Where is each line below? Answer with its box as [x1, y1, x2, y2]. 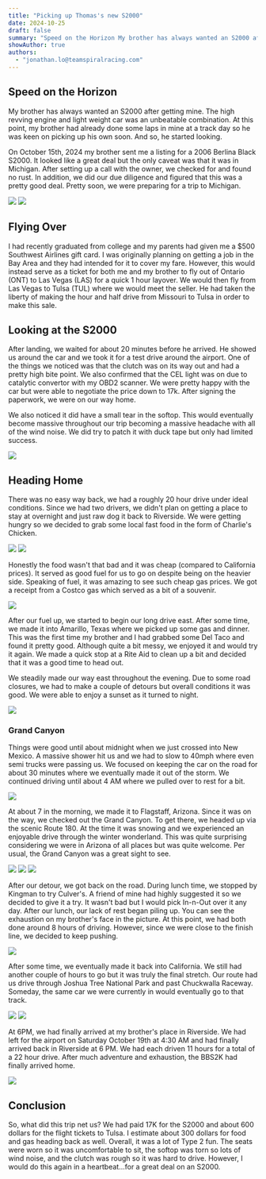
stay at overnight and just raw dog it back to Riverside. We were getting [8, 511, 241, 521]
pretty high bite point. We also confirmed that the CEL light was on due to [8, 370, 248, 380]
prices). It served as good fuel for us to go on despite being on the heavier [8, 568, 252, 578]
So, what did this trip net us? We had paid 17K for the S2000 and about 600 [8, 1120, 255, 1130]
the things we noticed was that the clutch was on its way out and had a [8, 361, 240, 371]
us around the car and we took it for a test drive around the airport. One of [8, 353, 251, 362]
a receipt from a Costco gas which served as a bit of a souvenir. [8, 585, 217, 595]
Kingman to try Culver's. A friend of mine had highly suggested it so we [8, 889, 241, 899]
